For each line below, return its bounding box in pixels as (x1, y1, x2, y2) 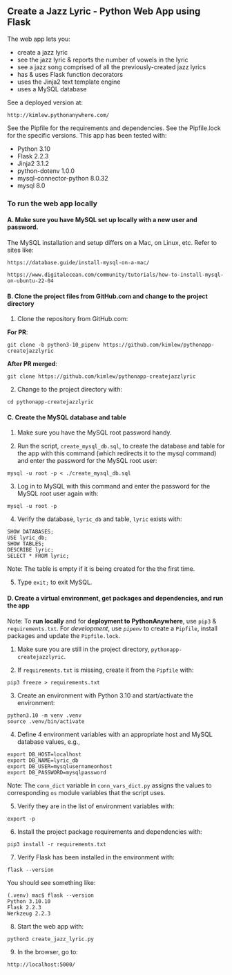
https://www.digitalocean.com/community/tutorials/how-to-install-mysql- (7, 271, 224, 278)
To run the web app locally (7, 199, 98, 208)
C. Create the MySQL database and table (7, 413, 126, 421)
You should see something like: (7, 878, 96, 886)
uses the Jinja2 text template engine (17, 78, 121, 86)
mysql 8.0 (17, 181, 46, 190)
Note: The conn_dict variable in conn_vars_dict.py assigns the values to (7, 781, 212, 790)
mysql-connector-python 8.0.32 (17, 174, 108, 182)
